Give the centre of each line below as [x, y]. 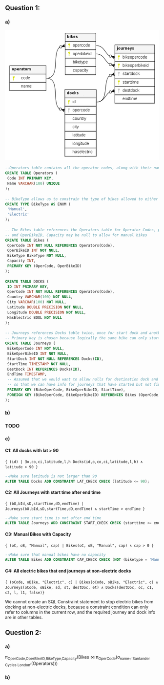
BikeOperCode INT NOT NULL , [36, 349]
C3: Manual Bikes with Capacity [38, 534]
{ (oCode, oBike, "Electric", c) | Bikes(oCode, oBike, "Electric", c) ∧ [82, 582]
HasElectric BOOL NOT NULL [35, 317]
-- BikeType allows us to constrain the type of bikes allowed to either [82, 199]
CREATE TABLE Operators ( [31, 173]
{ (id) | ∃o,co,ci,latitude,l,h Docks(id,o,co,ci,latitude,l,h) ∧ [74, 462]
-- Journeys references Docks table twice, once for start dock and [76, 333]
